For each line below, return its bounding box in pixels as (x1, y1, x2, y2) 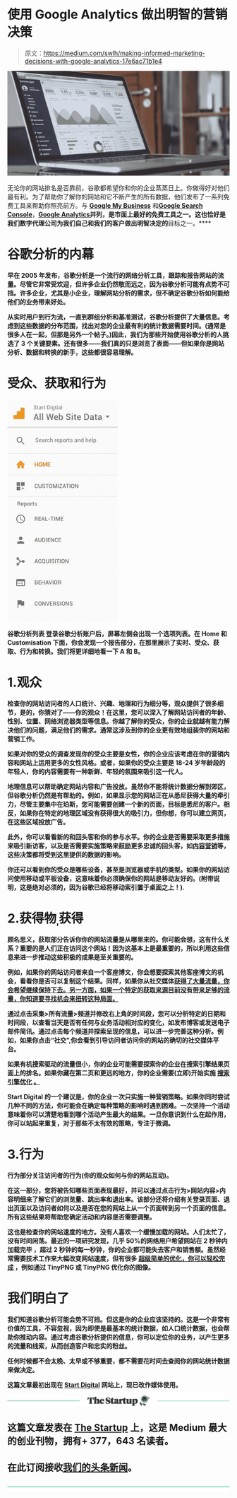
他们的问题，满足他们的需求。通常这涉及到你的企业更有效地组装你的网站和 (13, 725, 230, 734)
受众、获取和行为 (7, 375, 107, 392)
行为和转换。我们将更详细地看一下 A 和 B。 (19, 648, 145, 656)
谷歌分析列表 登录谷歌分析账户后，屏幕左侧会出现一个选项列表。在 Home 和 (7, 630, 228, 638)
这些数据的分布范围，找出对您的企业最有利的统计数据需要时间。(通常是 (19, 322, 226, 330)
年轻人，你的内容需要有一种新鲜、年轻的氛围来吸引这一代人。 (7, 767, 187, 776)
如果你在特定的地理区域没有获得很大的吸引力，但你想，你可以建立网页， (19, 809, 230, 817)
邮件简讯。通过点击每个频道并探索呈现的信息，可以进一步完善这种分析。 (7, 1026, 217, 1036)
